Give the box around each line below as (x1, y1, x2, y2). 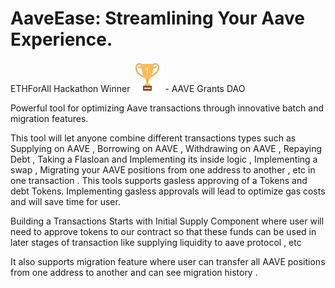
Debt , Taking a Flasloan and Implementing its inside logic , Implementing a (10, 153, 318, 165)
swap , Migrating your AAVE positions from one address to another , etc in (10, 163, 316, 176)
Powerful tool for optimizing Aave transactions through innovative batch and (10, 102, 324, 114)
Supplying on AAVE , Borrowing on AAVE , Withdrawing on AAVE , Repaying (10, 142, 323, 154)
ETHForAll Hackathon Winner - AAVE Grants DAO (10, 82, 246, 94)
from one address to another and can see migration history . (10, 266, 258, 278)
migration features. (10, 112, 89, 124)
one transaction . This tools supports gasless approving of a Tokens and (10, 174, 308, 186)
